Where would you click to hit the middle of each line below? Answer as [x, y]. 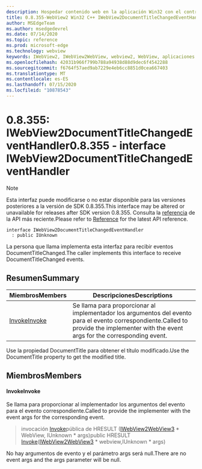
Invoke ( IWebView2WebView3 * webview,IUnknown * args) [93, 442]
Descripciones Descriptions [133, 295]
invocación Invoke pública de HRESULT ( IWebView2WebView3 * [100, 429]
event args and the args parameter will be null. [64, 460]
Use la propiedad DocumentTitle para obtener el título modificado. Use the [98, 350]
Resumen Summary [43, 278]
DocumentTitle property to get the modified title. [66, 357]
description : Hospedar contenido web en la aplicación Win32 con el [94, 12]
